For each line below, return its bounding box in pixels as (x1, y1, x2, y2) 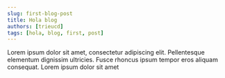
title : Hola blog (7, 17, 58, 23)
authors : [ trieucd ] (7, 23, 64, 30)
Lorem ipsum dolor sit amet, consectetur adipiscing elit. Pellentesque (7, 48, 205, 57)
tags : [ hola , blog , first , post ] (7, 29, 104, 37)
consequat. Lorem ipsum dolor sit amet (7, 63, 119, 71)
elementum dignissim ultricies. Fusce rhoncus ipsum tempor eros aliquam (7, 56, 219, 64)
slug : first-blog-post (7, 10, 73, 17)
